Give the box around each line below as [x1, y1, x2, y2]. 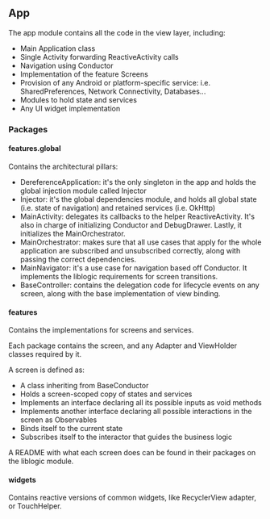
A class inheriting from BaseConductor [19, 381, 149, 391]
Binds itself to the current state [19, 424, 123, 433]
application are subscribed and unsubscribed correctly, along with [19, 245, 241, 255]
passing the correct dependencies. [19, 254, 137, 264]
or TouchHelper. [8, 501, 62, 511]
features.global [8, 144, 62, 153]
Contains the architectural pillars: [8, 161, 118, 171]
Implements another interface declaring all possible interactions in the [19, 407, 252, 416]
